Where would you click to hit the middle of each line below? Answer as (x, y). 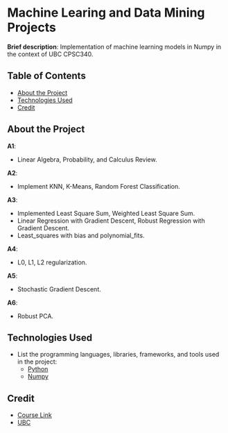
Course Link (34, 415)
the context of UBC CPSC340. (50, 54)
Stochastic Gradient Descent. (59, 289)
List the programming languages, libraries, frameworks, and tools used (118, 355)
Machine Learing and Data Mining (106, 13)
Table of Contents (47, 76)
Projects (32, 27)
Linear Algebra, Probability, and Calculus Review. (87, 159)
